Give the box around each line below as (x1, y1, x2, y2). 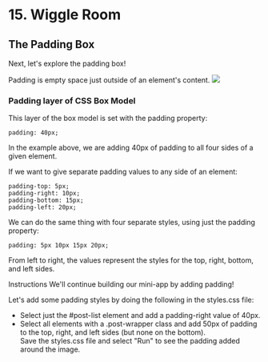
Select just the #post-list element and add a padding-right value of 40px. (19, 311, 261, 320)
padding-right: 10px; (8, 190, 81, 198)
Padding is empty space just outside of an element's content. (8, 75, 210, 85)
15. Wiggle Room (8, 6, 122, 24)
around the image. (19, 344, 81, 354)
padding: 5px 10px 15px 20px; (8, 242, 110, 250)
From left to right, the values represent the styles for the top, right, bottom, (8, 255, 254, 265)
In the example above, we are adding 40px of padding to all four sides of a (8, 143, 254, 153)
